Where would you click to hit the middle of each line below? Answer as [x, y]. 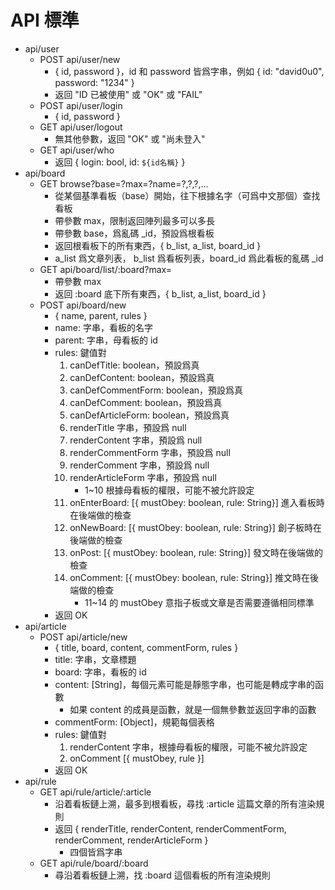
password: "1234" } [94, 82]
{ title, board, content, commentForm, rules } [146, 647]
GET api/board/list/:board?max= [106, 269]
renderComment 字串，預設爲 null [139, 465]
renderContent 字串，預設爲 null [136, 440]
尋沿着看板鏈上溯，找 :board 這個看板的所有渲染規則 [162, 875]
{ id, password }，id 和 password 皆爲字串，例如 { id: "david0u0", [189, 71]
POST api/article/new [83, 637]
